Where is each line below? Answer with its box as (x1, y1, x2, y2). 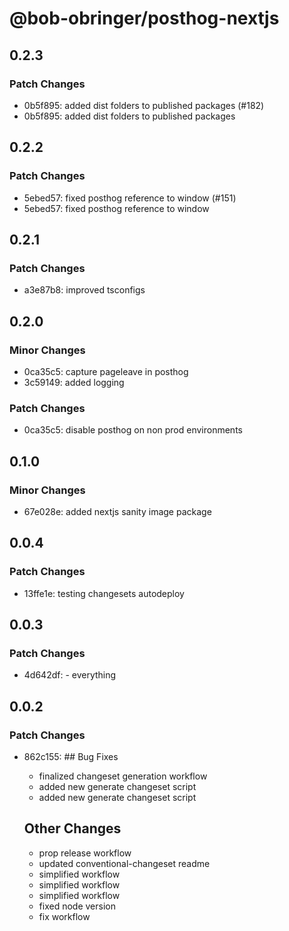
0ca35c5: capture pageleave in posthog (23, 365, 189, 377)
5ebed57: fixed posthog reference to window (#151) (23, 192, 237, 204)
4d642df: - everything (23, 669, 117, 681)
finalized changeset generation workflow (38, 770, 208, 782)
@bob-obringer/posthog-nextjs (9, 7, 280, 30)
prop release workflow (38, 847, 132, 859)
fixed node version (38, 900, 116, 912)
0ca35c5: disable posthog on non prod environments (23, 424, 243, 436)
